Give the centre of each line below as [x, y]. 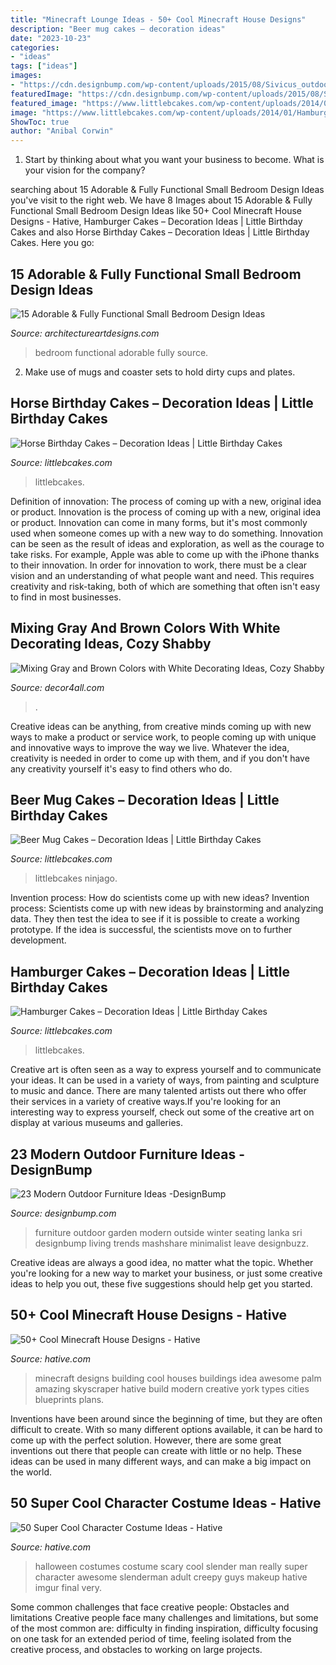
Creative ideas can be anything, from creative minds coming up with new [161, 726]
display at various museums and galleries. [96, 1123]
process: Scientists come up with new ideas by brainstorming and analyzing [167, 908]
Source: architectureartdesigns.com [85, 333]
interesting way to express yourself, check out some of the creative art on [162, 1112]
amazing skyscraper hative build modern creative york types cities [172, 1388]
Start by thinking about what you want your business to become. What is [174, 160]
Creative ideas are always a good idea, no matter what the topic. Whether [162, 1262]
